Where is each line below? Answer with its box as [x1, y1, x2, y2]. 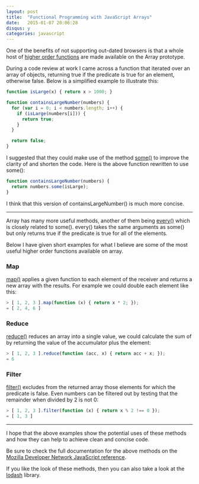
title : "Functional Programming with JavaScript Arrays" [6, 14, 152, 20]
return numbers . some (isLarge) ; [11, 183, 89, 190]
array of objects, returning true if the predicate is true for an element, [6, 71, 175, 78]
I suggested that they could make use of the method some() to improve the [6, 154, 189, 161]
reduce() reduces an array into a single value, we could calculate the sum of [6, 333, 192, 340]
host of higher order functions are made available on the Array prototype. [6, 53, 185, 60]
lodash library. [6, 471, 41, 478]
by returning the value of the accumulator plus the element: [6, 339, 151, 346]
